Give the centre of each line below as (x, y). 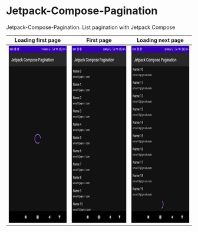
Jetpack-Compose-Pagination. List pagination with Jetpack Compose (91, 27)
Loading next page (160, 40)
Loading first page (37, 40)
